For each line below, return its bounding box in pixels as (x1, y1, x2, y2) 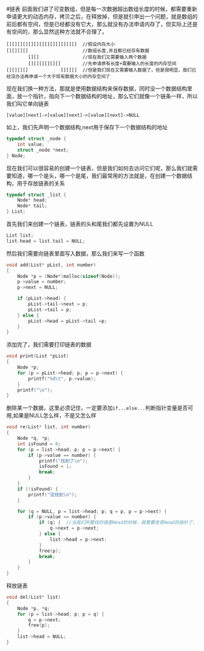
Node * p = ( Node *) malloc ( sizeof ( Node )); (17, 273, 121, 279)
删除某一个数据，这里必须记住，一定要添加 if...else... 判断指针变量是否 (6, 404, 188, 411)
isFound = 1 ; (38, 464, 72, 470)
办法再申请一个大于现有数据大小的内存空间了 (15, 73, 110, 79)
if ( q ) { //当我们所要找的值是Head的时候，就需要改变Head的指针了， (38, 519, 197, 526)
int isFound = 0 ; (17, 440, 61, 447)
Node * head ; (17, 197, 47, 203)
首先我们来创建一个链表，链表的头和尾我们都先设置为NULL (6, 220, 154, 228)
